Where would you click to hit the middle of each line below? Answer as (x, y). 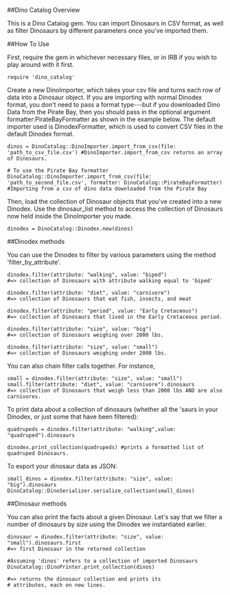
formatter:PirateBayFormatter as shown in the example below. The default (112, 119)
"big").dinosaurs (32, 485)
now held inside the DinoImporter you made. (70, 216)
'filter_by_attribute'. (34, 262)
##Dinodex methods (36, 241)
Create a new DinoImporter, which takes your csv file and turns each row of (114, 90)
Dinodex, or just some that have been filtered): (73, 417)
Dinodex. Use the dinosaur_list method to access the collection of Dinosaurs (115, 209)
